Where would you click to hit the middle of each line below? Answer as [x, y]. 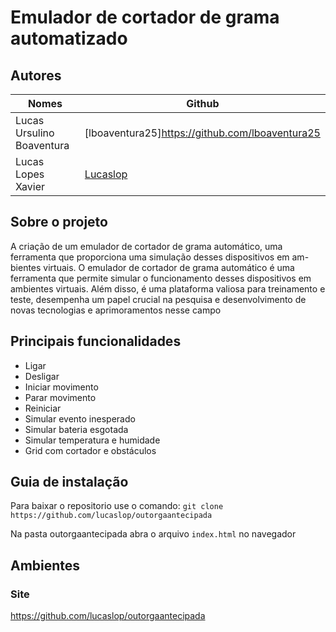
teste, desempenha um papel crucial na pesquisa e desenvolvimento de [158, 299]
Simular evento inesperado [80, 418]
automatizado [69, 38]
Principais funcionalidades [96, 341]
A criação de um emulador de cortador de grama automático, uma [146, 246]
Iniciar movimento [61, 387]
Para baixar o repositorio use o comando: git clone [117, 506]
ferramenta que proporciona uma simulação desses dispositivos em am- [160, 257]
